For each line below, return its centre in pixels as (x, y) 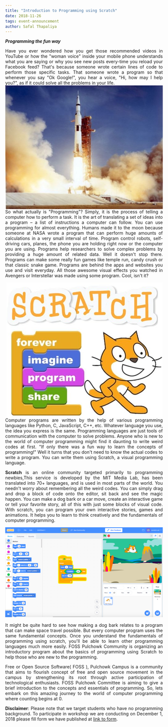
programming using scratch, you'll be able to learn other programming (84, 641)
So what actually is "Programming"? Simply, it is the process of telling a (84, 212)
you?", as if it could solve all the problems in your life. (60, 83)
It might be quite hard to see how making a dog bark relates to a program (84, 625)
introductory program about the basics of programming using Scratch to (84, 651)
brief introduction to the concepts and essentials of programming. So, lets (84, 688)
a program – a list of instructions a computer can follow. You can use (84, 222)
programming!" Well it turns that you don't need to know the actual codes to (84, 452)
